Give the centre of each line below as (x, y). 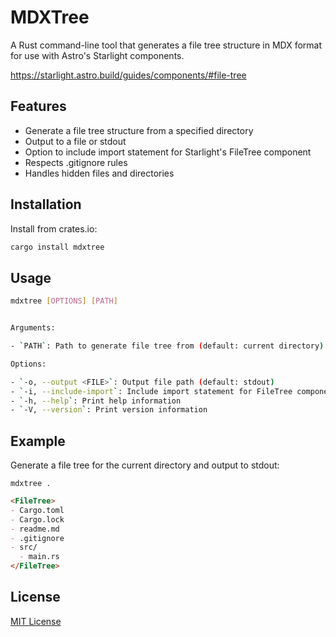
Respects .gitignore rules (76, 162)
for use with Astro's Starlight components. (97, 55)
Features (38, 106)
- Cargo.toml (37, 510)
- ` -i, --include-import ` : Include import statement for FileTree (151, 391)
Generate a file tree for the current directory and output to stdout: (145, 465)
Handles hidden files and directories (99, 173)
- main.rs (39, 557)
